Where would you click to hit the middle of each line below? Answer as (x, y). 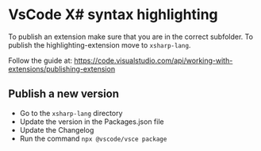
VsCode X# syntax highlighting (113, 15)
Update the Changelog (57, 130)
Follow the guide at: (40, 60)
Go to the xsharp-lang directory (71, 113)
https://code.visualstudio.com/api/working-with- (154, 60)
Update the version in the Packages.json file (92, 122)
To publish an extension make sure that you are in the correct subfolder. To (131, 37)
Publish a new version (64, 94)
